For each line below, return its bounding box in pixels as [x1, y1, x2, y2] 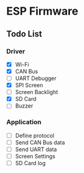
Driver [6, 47, 26, 56]
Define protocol [15, 131, 55, 139]
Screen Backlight [15, 89, 58, 96]
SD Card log [15, 159, 46, 166]
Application [6, 118, 41, 127]
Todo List [6, 29, 43, 39]
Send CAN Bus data [15, 139, 65, 146]
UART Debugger [15, 75, 57, 82]
